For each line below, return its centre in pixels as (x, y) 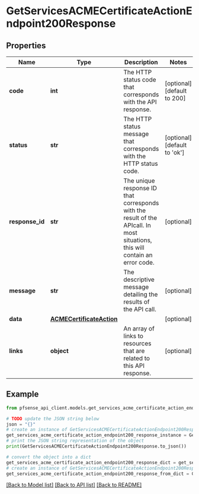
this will (134, 248)
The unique (139, 181)
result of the (140, 218)
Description (141, 62)
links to (134, 336)
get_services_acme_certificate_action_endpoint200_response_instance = (96, 435)
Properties (26, 45)
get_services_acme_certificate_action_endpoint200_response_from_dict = (98, 474)
